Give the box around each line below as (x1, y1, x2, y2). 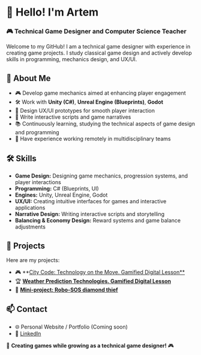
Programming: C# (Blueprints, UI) (14, 185, 99, 192)
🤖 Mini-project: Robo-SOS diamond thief (14, 286, 118, 293)
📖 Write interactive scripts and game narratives (14, 113, 131, 121)
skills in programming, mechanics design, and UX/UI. (6, 56, 137, 63)
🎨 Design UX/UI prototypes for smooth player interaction (14, 107, 155, 115)
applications (14, 204, 46, 212)
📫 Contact (6, 304, 48, 314)
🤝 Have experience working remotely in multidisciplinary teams (14, 135, 171, 143)
